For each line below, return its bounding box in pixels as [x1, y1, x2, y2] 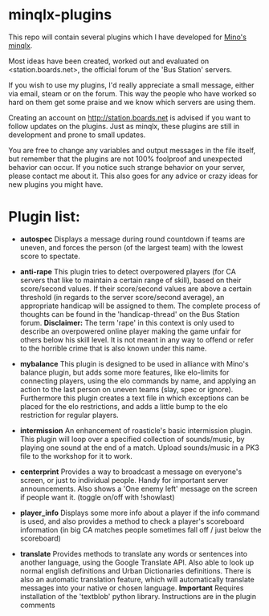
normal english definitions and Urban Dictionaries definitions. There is [19, 565, 251, 575]
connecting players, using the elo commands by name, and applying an [19, 375, 257, 386]
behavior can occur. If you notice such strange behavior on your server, [8, 162, 246, 172]
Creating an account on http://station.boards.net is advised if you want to [8, 112, 251, 122]
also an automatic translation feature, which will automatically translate [19, 574, 255, 584]
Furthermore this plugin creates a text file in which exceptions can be [19, 393, 250, 403]
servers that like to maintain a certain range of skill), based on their [19, 275, 242, 285]
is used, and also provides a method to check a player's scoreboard [19, 516, 245, 526]
